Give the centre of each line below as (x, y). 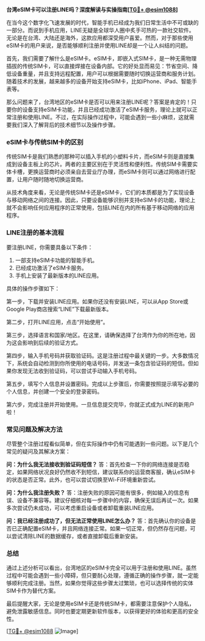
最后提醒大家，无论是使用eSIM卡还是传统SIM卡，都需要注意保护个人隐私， (100, 604)
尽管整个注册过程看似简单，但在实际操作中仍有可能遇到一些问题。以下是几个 (103, 444)
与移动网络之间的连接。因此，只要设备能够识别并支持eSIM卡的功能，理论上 (101, 200)
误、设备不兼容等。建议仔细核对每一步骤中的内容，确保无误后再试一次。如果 (103, 500)
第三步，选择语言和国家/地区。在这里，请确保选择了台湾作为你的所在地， (98, 335)
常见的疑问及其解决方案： (38, 451)
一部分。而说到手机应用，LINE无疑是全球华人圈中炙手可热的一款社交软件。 (100, 30)
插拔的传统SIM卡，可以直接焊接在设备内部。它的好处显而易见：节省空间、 (99, 66)
